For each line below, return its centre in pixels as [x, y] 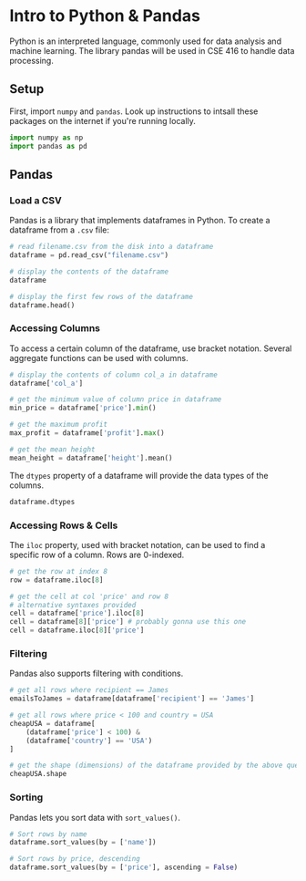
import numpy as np [46, 138]
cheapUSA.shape [38, 774]
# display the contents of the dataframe [89, 271]
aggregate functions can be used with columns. [99, 358]
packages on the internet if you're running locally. [102, 120]
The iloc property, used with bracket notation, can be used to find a [138, 544]
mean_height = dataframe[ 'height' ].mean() [91, 458]
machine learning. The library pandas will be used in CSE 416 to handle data [152, 50]
